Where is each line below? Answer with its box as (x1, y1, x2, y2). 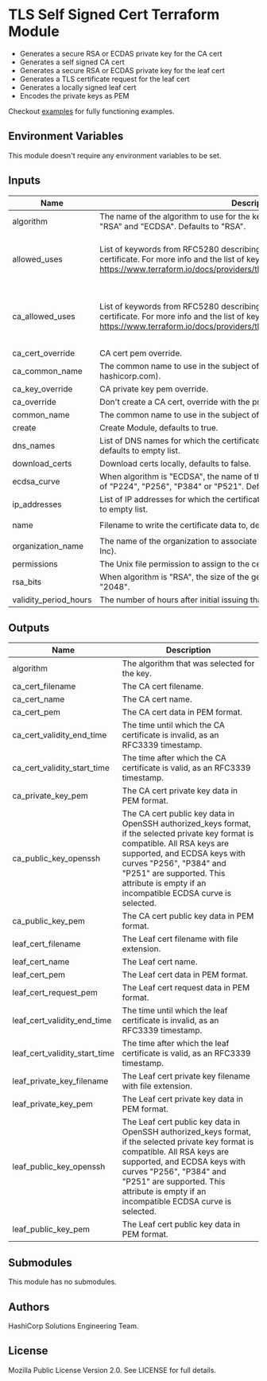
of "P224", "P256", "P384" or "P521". (99, 480, 245, 492)
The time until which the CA (122, 720, 225, 731)
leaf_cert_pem (12, 969, 66, 980)
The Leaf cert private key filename (122, 1071, 250, 1082)
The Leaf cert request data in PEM (122, 982, 250, 994)
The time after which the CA (122, 753, 226, 764)
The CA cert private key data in (122, 785, 238, 796)
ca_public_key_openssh (12, 853, 101, 864)
